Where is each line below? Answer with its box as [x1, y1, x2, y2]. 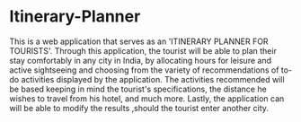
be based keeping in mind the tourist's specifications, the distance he [9, 83, 267, 94]
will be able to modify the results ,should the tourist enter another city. [9, 102, 270, 113]
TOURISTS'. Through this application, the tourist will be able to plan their [9, 45, 277, 56]
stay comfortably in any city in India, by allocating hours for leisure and [9, 55, 272, 65]
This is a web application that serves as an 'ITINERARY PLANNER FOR [9, 36, 269, 47]
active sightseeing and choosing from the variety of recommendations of [9, 65, 279, 75]
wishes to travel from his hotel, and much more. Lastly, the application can [9, 92, 285, 104]
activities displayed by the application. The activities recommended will [21, 74, 285, 84]
